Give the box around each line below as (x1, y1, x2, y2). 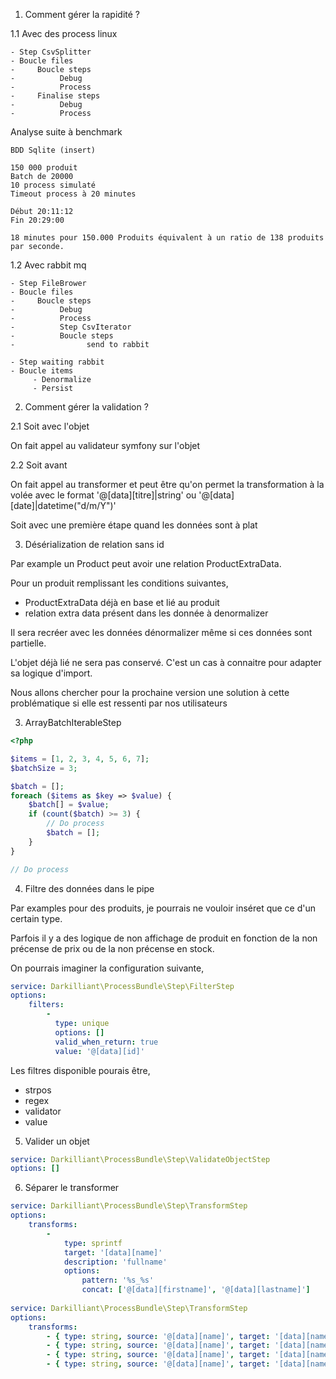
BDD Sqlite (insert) (10, 145, 97, 155)
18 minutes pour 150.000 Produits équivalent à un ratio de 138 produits (10, 233, 325, 243)
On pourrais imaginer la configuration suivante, (10, 962, 205, 974)
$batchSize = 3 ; (10, 763, 78, 773)
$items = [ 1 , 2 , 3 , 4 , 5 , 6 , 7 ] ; (10, 754, 150, 764)
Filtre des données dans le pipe (24, 882, 155, 894)
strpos (24, 1084, 52, 1096)
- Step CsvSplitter (10, 47, 92, 57)
